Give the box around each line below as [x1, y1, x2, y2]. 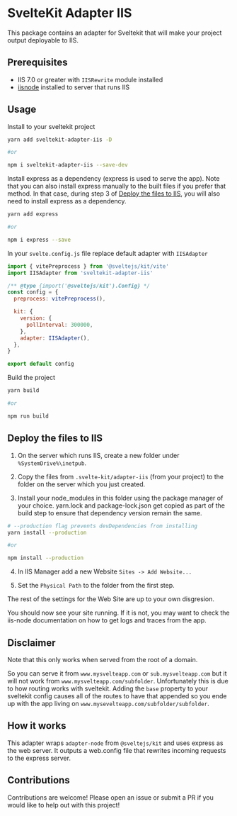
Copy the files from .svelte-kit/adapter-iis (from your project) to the [17, 472, 224, 481]
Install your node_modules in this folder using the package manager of [17, 493, 224, 502]
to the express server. [7, 754, 71, 762]
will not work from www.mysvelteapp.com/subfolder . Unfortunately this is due [7, 676, 229, 685]
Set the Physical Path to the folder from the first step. [17, 581, 175, 590]
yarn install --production [7, 529, 87, 536]
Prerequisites [7, 57, 68, 69]
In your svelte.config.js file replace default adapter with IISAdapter [7, 249, 208, 257]
